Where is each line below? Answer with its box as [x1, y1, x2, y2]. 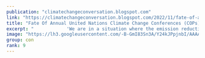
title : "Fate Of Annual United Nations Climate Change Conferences [6, 20, 182, 26]
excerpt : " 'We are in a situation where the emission [6, 25, 179, 32]
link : [6, 14, 20, 21]
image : [6, 31, 23, 37]
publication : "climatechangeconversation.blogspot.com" [6, 8, 151, 15]
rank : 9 [6, 43, 26, 49]
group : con [6, 37, 34, 43]
